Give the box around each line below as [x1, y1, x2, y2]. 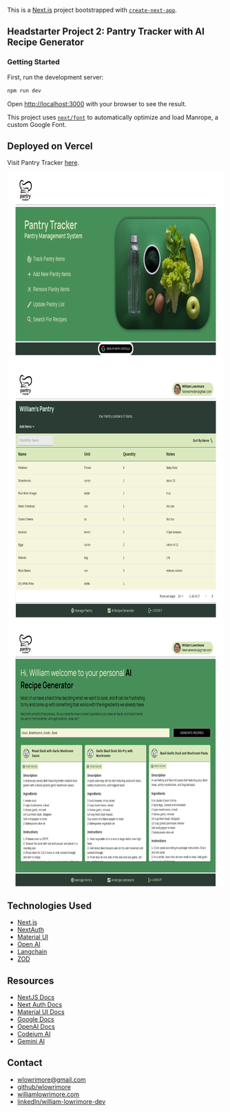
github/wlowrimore [17, 1082, 71, 1091]
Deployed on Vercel [7, 140, 93, 152]
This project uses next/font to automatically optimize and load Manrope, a [7, 113, 219, 121]
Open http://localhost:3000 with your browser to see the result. [7, 99, 187, 108]
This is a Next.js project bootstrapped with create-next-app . [7, 6, 178, 14]
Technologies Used [7, 900, 92, 911]
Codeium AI [17, 1030, 51, 1037]
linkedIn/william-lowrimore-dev [17, 1097, 106, 1106]
